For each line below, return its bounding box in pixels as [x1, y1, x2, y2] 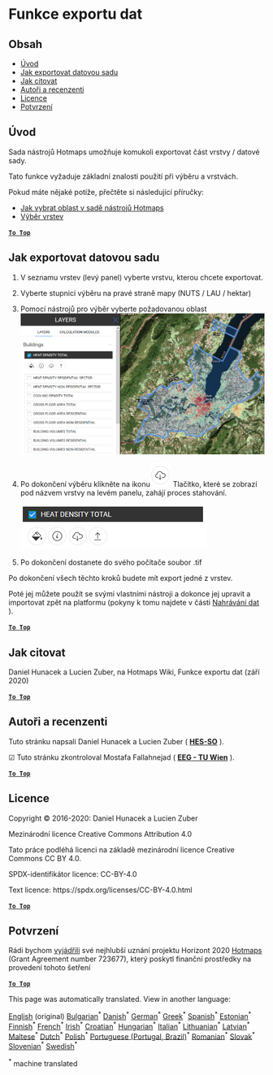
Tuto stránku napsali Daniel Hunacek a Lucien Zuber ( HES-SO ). [8, 736, 225, 746]
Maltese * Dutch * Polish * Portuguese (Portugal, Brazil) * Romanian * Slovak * [8, 1029, 256, 1041]
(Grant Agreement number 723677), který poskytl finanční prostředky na [8, 954, 252, 964]
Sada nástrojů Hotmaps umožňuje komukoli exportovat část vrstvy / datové [8, 147, 260, 157]
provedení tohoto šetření [8, 963, 91, 973]
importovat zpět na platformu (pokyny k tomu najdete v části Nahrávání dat [8, 598, 260, 608]
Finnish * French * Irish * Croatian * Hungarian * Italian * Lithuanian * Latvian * [8, 1021, 250, 1031]
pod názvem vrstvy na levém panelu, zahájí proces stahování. [19, 488, 227, 498]
